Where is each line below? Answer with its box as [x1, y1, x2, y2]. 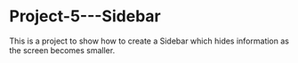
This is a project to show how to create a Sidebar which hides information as [9, 35, 289, 46]
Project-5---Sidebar [9, 6, 162, 27]
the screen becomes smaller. [9, 44, 116, 55]
